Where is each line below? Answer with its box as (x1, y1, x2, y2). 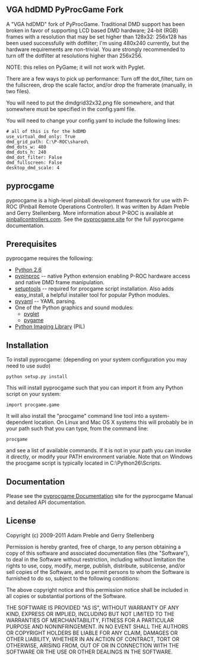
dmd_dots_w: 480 (6, 144, 46, 150)
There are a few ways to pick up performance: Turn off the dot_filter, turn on (6, 75, 193, 82)
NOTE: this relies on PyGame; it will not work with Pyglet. (6, 64, 146, 71)
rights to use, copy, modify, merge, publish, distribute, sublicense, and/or (6, 562, 185, 569)
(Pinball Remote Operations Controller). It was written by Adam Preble (18, 203, 190, 210)
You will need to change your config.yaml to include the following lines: (6, 117, 181, 124)
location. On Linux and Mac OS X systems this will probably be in (34, 418, 193, 426)
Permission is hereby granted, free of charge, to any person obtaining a (6, 543, 181, 550)
